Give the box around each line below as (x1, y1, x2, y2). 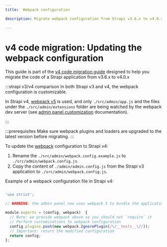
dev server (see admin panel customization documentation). (5, 109, 129, 115)
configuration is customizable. (5, 89, 67, 95)
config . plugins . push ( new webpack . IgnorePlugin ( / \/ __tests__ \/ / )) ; (9, 224, 150, 229)
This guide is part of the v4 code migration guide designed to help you (5, 69, 150, 75)
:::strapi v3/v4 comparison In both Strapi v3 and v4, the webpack (5, 84, 139, 90)
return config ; (9, 233, 41, 238)
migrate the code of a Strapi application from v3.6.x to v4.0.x (5, 74, 130, 80)
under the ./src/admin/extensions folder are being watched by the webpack (5, 104, 162, 110)
